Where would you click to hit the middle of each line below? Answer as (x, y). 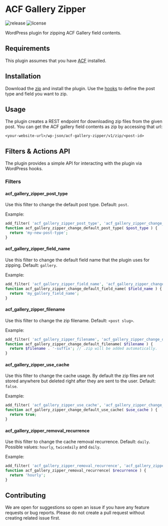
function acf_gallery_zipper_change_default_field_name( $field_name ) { (84, 289)
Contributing (25, 496)
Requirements (27, 49)
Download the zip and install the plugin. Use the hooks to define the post (80, 88)
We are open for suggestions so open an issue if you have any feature (77, 507)
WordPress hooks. (24, 169)
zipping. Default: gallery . (31, 265)
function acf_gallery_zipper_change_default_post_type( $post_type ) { (81, 228)
